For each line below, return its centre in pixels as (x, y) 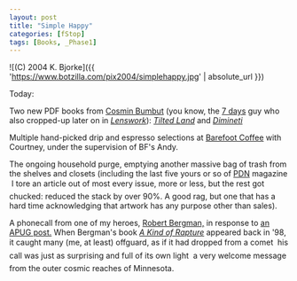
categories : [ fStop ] (47, 34)
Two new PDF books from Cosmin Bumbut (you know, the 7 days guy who (145, 111)
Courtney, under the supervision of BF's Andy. (94, 147)
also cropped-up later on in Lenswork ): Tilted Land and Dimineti (126, 121)
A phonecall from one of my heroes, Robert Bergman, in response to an (140, 223)
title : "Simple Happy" (51, 26)
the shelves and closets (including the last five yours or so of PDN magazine (148, 174)
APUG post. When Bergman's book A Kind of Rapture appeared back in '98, (148, 232)
